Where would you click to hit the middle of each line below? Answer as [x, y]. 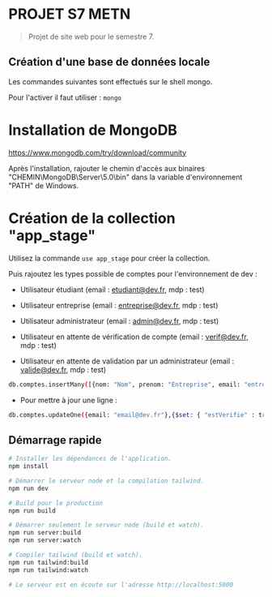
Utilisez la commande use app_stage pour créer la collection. [109, 258]
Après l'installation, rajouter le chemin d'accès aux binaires [106, 168]
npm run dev [28, 488]
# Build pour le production [56, 503]
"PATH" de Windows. [44, 185]
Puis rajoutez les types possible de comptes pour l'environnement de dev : [133, 273]
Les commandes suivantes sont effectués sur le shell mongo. [110, 81]
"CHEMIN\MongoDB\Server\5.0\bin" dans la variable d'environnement [125, 177]
